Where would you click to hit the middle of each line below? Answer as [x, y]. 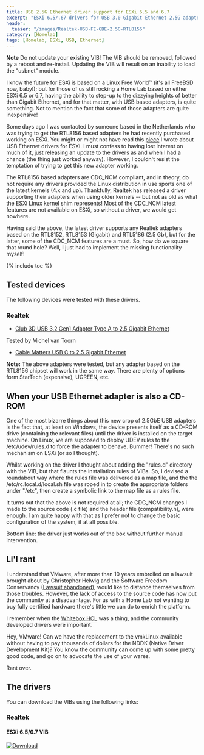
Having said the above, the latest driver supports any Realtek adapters [94, 228]
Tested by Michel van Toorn [41, 341]
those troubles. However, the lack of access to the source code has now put [102, 593]
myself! [16, 254]
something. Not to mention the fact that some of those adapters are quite [98, 108]
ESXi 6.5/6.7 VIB [27, 732]
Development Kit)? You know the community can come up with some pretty [101, 649]
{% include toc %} [29, 266]
